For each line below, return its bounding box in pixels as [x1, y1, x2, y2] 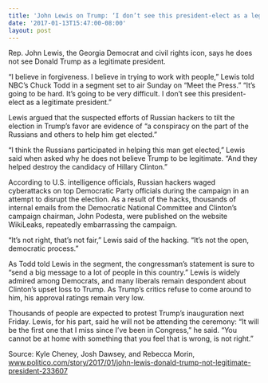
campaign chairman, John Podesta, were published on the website [8, 212, 228, 221]
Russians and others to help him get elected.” [8, 130, 158, 139]
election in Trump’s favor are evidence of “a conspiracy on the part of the [8, 121, 249, 131]
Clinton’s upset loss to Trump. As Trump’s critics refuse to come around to [8, 284, 251, 295]
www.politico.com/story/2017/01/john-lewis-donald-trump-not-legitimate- [8, 358, 251, 367]
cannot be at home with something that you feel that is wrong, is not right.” [8, 334, 254, 343]
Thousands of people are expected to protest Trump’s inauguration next [8, 308, 245, 319]
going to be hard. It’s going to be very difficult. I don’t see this [8, 89, 211, 99]
